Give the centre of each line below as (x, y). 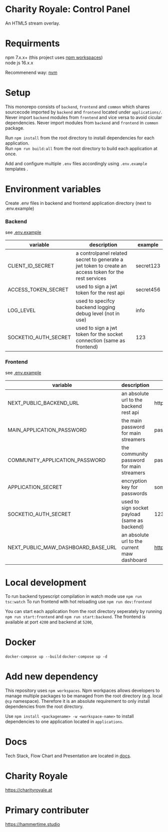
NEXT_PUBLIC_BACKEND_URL (43, 403)
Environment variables (53, 189)
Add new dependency (52, 677)
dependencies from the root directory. (44, 706)
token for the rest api (100, 293)
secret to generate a (99, 260)
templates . (17, 169)
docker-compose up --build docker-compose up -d (56, 657)
